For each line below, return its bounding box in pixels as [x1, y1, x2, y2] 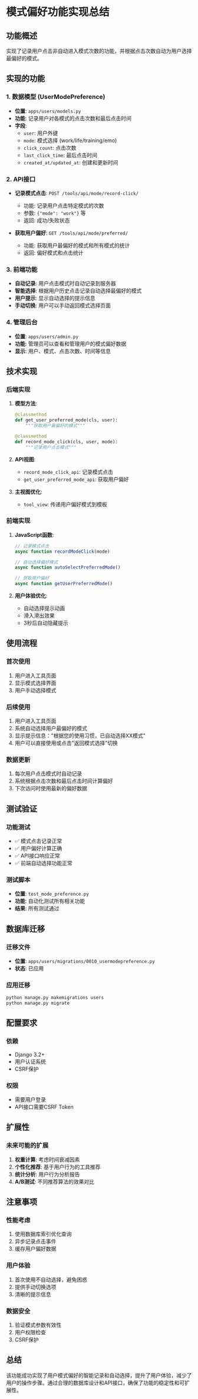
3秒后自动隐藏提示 [23, 619, 69, 626]
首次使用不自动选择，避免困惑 [14, 1276, 87, 1283]
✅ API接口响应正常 [14, 852, 60, 859]
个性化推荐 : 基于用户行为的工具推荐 [14, 1163, 101, 1170]
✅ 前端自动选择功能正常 [14, 860, 72, 867]
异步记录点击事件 [14, 1238, 57, 1245]
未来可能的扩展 [6, 1141, 49, 1150]
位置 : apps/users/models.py [14, 107, 81, 114]
